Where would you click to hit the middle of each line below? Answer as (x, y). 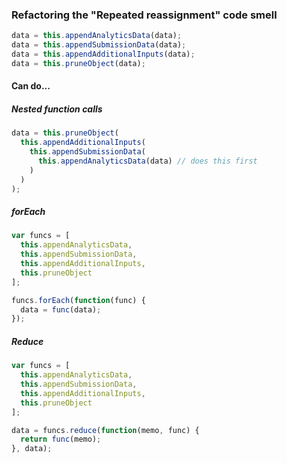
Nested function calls (57, 109)
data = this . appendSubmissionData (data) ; (99, 45)
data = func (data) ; (61, 309)
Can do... (31, 86)
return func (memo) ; (61, 439)
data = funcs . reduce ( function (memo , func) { (105, 430)
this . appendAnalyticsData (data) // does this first (147, 161)
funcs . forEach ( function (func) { (78, 300)
